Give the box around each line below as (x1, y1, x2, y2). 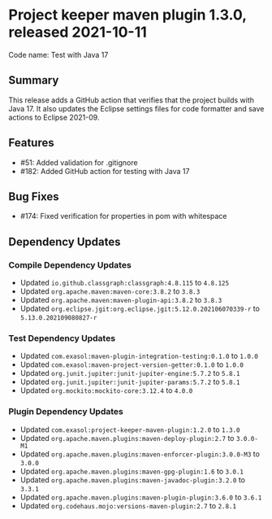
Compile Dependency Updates (8, 259, 132, 270)
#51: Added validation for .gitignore (19, 157, 138, 168)
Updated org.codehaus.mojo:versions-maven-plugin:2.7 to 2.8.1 (19, 500, 237, 510)
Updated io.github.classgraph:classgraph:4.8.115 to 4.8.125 (19, 278, 230, 288)
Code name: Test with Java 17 (8, 50, 109, 59)
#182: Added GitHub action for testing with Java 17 (19, 166, 190, 176)
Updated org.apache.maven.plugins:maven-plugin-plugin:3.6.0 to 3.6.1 (19, 492, 262, 502)
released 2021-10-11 (8, 23, 148, 41)
